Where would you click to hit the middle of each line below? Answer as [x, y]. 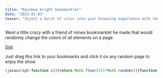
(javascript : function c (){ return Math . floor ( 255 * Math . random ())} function [81, 71]
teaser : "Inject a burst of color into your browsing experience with [78, 19]
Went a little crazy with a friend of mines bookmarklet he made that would [79, 33]
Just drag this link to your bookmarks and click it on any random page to [77, 57]
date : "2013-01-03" [25, 14]
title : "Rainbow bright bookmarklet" [43, 10]
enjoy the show [20, 62]
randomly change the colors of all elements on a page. [59, 38]
